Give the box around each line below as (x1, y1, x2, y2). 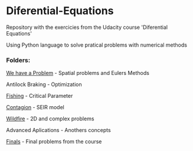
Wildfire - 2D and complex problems (6, 115, 94, 122)
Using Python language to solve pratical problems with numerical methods (6, 41, 188, 48)
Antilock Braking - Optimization (6, 81, 82, 88)
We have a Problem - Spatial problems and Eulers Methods (6, 70, 149, 77)
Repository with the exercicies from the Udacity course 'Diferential (6, 24, 168, 31)
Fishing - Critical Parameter (6, 93, 73, 100)
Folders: (6, 56, 31, 64)
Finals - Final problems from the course (6, 138, 102, 145)
